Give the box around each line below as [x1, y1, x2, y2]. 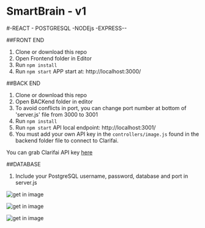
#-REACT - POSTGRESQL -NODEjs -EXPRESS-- [6, 24, 127, 32]
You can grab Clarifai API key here [6, 149, 93, 156]
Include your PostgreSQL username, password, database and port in [15, 172, 188, 180]
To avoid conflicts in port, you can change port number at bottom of [15, 104, 187, 111]
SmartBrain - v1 [6, 4, 87, 18]
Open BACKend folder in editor [15, 98, 94, 105]
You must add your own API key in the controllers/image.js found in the [15, 130, 199, 138]
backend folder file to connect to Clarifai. [15, 136, 119, 144]
